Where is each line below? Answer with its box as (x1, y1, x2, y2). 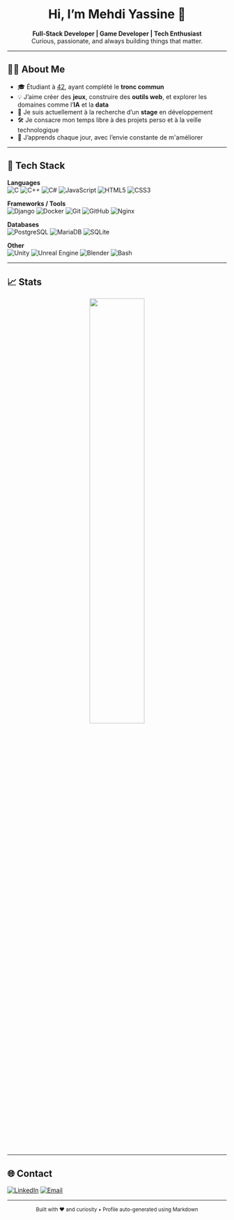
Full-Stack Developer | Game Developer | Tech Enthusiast (32, 29, 202, 38)
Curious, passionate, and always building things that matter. (31, 36, 203, 45)
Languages (7, 178, 40, 187)
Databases (7, 220, 40, 229)
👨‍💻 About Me (7, 63, 65, 75)
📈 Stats (7, 276, 42, 288)
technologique (17, 126, 59, 134)
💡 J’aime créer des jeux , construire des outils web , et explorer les (17, 92, 208, 100)
